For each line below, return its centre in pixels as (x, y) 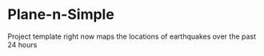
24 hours (22, 44)
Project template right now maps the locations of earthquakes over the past (132, 36)
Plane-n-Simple (61, 15)
